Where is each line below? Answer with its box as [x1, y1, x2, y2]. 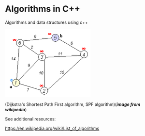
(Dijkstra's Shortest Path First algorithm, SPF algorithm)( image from [5, 101, 141, 107]
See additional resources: [5, 116, 56, 122]
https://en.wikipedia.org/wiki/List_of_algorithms [5, 125, 100, 131]
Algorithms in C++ [5, 3, 81, 15]
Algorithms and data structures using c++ [5, 19, 88, 25]
